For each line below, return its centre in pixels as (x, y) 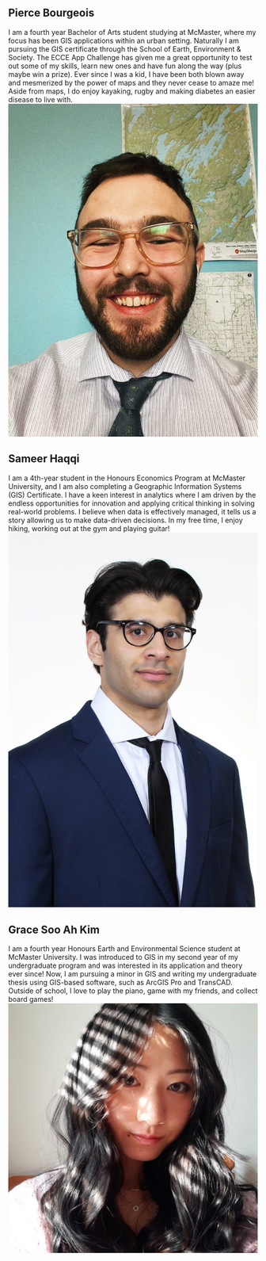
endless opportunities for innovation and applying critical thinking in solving (131, 503)
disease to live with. (40, 99)
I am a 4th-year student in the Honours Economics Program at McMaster (127, 478)
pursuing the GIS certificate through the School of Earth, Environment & (125, 49)
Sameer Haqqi (44, 459)
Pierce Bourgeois (51, 13)
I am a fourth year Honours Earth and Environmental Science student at (124, 949)
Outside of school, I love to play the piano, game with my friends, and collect (133, 991)
